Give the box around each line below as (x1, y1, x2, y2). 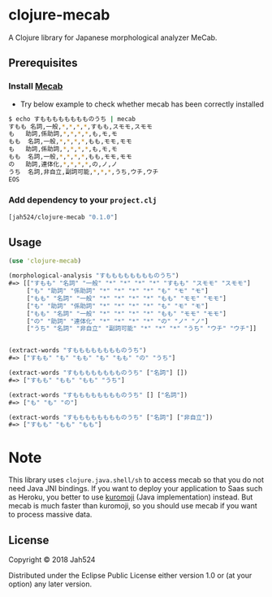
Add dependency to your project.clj (8, 194, 158, 206)
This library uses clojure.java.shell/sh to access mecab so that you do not (8, 475, 265, 485)
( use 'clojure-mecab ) (8, 257, 82, 265)
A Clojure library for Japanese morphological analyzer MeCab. (8, 33, 218, 42)
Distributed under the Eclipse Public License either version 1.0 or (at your (8, 571, 253, 581)
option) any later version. (8, 579, 92, 589)
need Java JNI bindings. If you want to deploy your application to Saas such (8, 484, 263, 494)
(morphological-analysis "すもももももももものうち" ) (8, 272, 179, 280)
